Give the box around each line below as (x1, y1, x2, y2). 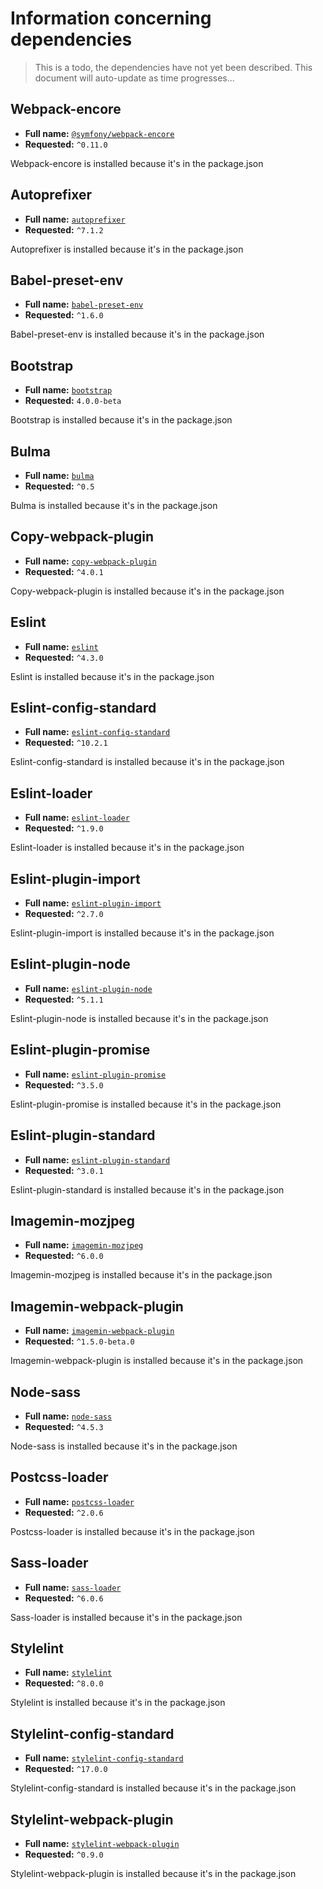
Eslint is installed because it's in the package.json (10, 670, 215, 682)
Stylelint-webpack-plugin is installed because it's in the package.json (10, 1868, 297, 1879)
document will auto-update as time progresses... (34, 72, 235, 84)
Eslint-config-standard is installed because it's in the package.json (10, 756, 285, 768)
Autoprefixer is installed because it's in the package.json (10, 243, 244, 255)
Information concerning (10, 7, 212, 30)
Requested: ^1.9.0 (24, 822, 104, 834)
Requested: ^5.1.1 (24, 993, 104, 1005)
